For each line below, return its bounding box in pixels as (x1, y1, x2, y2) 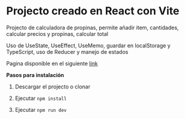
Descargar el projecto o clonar (14, 83, 91, 90)
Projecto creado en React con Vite (6, 4, 180, 18)
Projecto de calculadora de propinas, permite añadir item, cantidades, (6, 24, 179, 31)
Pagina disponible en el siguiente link (6, 60, 98, 67)
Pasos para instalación (6, 71, 64, 78)
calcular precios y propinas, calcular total (6, 30, 109, 37)
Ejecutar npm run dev (14, 106, 67, 113)
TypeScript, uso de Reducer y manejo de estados (6, 48, 129, 55)
